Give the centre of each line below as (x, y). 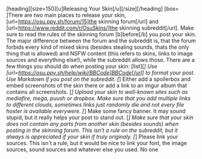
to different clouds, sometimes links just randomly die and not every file (95, 104)
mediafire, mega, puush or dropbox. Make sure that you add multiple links (99, 98)
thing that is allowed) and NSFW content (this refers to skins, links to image (99, 53)
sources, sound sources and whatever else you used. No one (82, 149)
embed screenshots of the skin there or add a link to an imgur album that (97, 86)
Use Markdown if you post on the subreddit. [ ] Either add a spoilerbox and (99, 79)
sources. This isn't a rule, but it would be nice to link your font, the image (96, 143)
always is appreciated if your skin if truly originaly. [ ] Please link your (92, 137)
